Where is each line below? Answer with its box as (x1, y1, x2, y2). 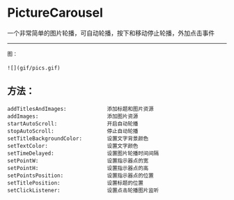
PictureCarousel (7, 5, 103, 21)
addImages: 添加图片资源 (7, 113, 139, 120)
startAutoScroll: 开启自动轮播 (7, 120, 139, 127)
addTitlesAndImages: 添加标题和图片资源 (7, 105, 155, 112)
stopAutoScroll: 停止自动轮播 (7, 128, 139, 134)
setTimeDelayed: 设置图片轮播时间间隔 (7, 150, 159, 157)
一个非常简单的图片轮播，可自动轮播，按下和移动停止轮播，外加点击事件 (7, 29, 214, 37)
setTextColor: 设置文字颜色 (7, 142, 139, 149)
